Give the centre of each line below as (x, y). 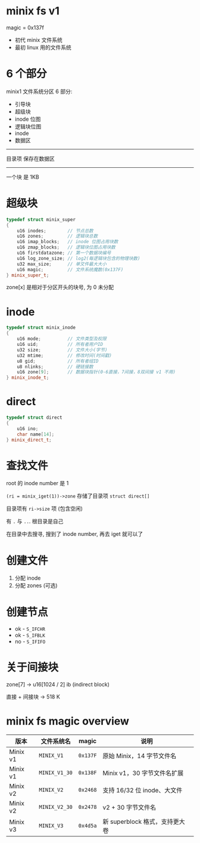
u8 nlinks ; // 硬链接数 (55, 367)
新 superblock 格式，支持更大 (144, 821)
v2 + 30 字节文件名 (129, 808)
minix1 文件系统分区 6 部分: (39, 91)
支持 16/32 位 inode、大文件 (143, 790)
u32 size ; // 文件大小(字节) (62, 350)
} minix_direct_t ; (29, 440)
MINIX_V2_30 (56, 807)
